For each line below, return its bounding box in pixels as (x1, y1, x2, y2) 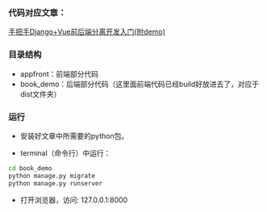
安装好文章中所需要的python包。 (19, 131, 129, 140)
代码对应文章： (8, 6, 67, 18)
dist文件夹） (19, 89, 61, 98)
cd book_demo (8, 164, 52, 173)
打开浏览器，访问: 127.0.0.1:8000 (19, 195, 128, 205)
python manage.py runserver (8, 179, 103, 187)
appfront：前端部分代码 (19, 69, 99, 78)
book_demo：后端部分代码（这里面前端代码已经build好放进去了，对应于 (19, 79, 260, 89)
